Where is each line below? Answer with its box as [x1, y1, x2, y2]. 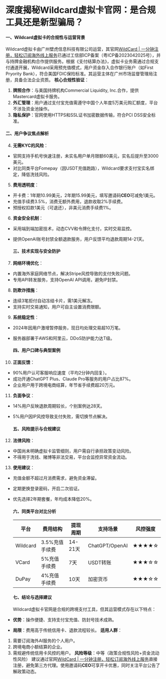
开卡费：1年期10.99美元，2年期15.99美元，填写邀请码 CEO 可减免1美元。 [12, 192, 158, 198]
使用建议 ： [12, 465, 35, 471]
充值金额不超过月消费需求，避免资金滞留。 [12, 475, 100, 481]
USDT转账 [88, 559, 112, 566]
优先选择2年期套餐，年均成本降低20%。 [12, 496, 95, 502]
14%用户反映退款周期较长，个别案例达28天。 [12, 403, 105, 409]
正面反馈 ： [12, 359, 35, 365]
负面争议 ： [12, 393, 35, 398]
